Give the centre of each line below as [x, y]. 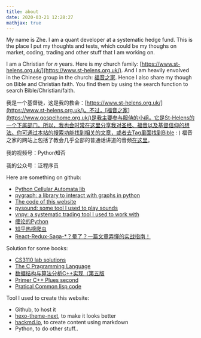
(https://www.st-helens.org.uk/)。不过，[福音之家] [68, 110]
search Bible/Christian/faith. [41, 91]
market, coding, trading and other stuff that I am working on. [81, 53]
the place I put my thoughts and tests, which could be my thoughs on [92, 46]
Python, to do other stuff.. [46, 328]
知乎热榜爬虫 [31, 229]
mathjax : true [24, 23]
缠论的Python [32, 222]
